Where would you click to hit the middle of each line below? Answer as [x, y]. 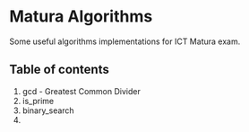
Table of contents [59, 70]
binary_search [48, 110]
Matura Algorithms [81, 17]
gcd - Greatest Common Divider [81, 91]
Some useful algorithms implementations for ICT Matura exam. [125, 41]
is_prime [38, 101]
